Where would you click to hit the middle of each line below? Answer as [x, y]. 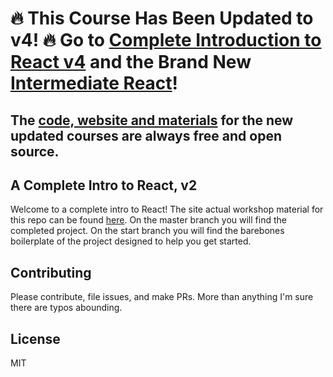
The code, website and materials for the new [152, 120]
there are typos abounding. [66, 308]
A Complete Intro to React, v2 [104, 185]
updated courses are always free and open [146, 135]
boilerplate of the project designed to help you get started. [131, 241]
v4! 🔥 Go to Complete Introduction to [166, 40]
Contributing [51, 272]
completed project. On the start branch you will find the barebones [147, 231]
